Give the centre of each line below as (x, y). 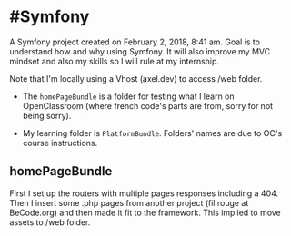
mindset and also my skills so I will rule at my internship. (115, 61)
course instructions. (60, 143)
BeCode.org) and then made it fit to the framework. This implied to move (145, 212)
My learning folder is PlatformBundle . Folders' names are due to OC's (152, 133)
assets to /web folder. (50, 222)
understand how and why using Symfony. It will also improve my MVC (140, 51)
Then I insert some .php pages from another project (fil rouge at (129, 202)
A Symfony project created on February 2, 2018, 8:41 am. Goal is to (135, 42)
